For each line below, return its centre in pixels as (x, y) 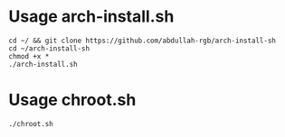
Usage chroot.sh (72, 100)
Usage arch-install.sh (91, 17)
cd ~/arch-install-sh (49, 48)
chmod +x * (29, 56)
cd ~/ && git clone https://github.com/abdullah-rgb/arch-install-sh (142, 41)
